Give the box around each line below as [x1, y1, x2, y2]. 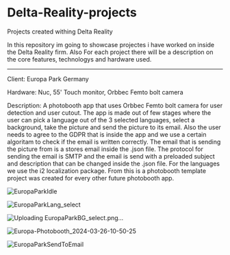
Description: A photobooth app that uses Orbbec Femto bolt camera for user [7, 101, 223, 109]
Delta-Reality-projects [7, 5, 137, 21]
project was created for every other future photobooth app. [7, 174, 175, 182]
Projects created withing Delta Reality [7, 27, 113, 36]
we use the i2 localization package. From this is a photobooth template [7, 166, 207, 175]
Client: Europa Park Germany [7, 75, 89, 83]
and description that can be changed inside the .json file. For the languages [7, 159, 220, 167]
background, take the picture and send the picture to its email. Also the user [7, 123, 221, 131]
